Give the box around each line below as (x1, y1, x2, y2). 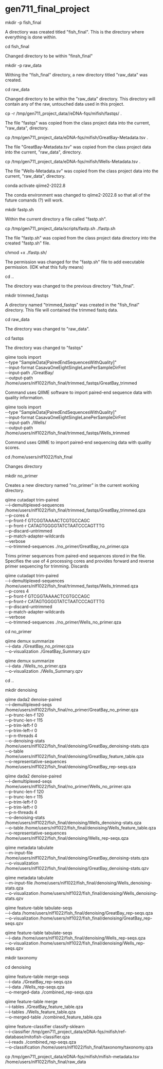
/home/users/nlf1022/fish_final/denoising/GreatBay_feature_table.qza (5, 753, 144, 759)
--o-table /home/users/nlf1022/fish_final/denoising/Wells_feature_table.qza (5, 825, 156, 830)
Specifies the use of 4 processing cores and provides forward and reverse (5, 558, 154, 564)
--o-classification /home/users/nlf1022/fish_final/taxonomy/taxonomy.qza (5, 1044, 153, 1050)
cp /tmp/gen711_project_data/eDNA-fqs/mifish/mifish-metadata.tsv (5, 1053, 140, 1059)
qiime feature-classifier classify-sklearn (5, 1023, 85, 1029)
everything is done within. (5, 34, 57, 40)
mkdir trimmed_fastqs (5, 292, 49, 298)
